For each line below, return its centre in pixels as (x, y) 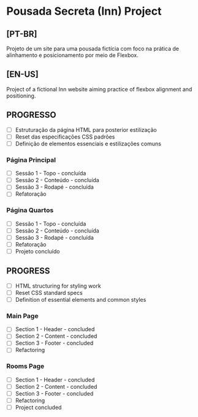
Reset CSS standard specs (49, 293)
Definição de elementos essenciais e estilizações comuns (88, 143)
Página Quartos (30, 210)
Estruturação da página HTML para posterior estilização (86, 129)
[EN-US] (22, 75)
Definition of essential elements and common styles (81, 299)
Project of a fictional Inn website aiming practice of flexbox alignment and (99, 89)
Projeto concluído (37, 251)
